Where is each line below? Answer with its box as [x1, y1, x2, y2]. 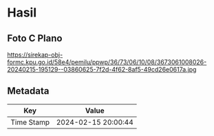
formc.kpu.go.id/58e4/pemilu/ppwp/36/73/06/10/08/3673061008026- [7, 58, 207, 66]
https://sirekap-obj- [7, 50, 63, 59]
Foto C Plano [7, 32, 63, 44]
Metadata [7, 85, 50, 97]
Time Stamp [10, 117, 50, 127]
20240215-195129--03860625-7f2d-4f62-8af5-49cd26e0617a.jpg [7, 66, 197, 73]
